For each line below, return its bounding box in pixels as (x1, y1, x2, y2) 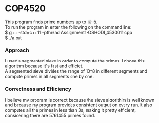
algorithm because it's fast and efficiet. (5, 63, 84, 69)
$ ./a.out (5, 35, 22, 41)
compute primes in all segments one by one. (5, 74, 94, 80)
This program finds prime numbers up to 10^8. (5, 19, 98, 25)
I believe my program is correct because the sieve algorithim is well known (5, 97, 155, 102)
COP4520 (5, 3, 46, 14)
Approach (5, 47, 29, 54)
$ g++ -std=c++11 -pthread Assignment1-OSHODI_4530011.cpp (5, 29, 133, 35)
